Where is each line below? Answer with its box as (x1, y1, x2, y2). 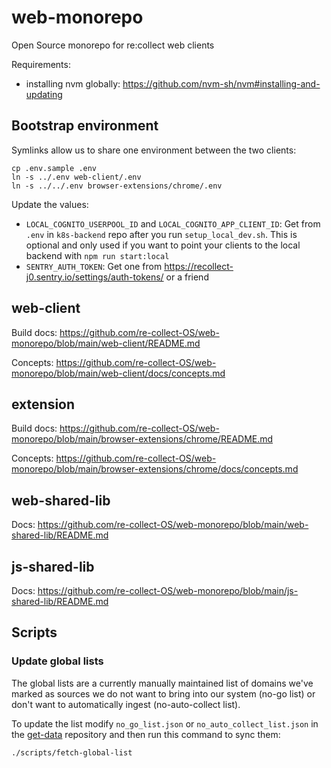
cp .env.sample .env (11, 163, 98, 173)
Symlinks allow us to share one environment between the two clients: (11, 144, 297, 156)
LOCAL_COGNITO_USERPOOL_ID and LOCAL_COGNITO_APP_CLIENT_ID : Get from (25, 217, 321, 230)
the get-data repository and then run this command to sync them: (11, 728, 281, 740)
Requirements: (11, 58, 71, 70)
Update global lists (11, 654, 104, 668)
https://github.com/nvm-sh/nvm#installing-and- (122, 77, 321, 90)
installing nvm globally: (25, 77, 121, 90)
